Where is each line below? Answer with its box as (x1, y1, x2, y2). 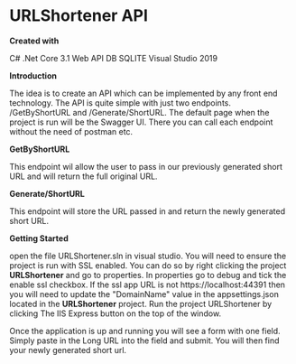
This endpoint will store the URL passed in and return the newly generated (9, 205, 286, 217)
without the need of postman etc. (9, 126, 134, 136)
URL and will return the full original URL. (9, 171, 158, 182)
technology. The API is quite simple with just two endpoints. (9, 97, 232, 108)
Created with (9, 35, 60, 46)
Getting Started (9, 232, 69, 244)
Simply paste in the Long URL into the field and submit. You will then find (9, 335, 280, 346)
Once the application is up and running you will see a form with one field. (9, 325, 282, 336)
